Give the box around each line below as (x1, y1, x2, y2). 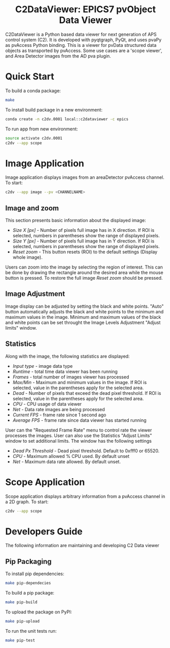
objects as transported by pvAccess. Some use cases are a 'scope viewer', (5, 47, 163, 53)
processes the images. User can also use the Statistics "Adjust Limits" (5, 432, 152, 439)
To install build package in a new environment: (5, 106, 103, 113)
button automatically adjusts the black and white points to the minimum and (5, 308, 164, 314)
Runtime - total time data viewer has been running (12, 368, 118, 374)
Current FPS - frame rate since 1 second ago (12, 412, 106, 418)
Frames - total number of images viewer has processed (12, 373, 129, 380)
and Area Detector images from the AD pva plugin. (5, 52, 111, 59)
